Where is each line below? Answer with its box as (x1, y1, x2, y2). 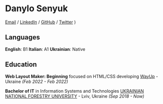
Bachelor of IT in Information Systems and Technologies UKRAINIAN (5, 88, 144, 94)
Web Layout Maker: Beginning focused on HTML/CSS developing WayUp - (5, 73, 159, 79)
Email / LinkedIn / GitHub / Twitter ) (5, 19, 76, 25)
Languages (5, 33, 40, 42)
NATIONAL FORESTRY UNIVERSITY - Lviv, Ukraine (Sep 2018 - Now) (5, 93, 145, 99)
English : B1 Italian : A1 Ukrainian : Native (5, 46, 85, 52)
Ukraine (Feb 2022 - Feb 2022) (5, 79, 68, 84)
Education (5, 61, 37, 69)
